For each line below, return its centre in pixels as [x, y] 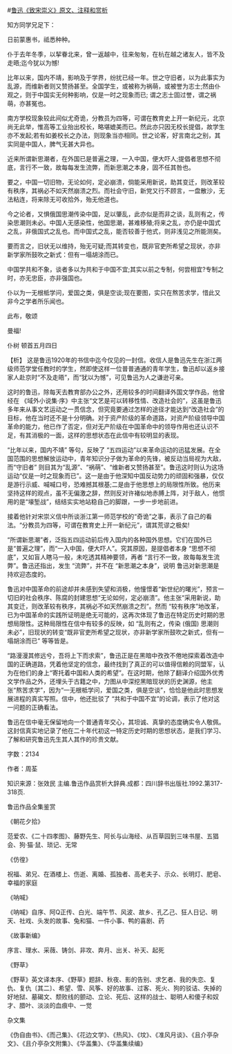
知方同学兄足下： [31, 25]
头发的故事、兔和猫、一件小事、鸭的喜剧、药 [100, 921]
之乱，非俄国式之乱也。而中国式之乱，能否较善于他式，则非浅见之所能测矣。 [116, 231]
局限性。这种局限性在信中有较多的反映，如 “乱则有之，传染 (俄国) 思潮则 [116, 623]
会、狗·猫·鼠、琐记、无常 [42, 845]
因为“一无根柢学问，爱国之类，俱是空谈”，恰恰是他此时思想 [133, 690]
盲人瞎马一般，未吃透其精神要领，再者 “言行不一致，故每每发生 [124, 557]
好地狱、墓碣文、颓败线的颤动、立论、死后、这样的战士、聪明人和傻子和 [110, 997]
